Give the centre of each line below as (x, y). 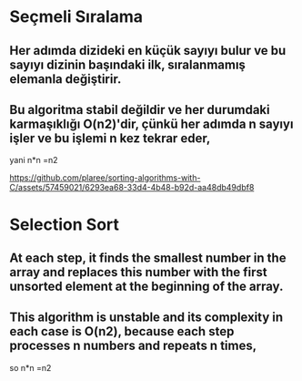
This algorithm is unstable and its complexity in (146, 318)
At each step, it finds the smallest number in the (148, 257)
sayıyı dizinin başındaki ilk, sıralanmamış (127, 64)
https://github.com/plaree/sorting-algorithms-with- (105, 178)
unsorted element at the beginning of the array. (146, 286)
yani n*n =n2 (34, 160)
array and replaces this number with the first (139, 272)
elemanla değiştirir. (65, 79)
